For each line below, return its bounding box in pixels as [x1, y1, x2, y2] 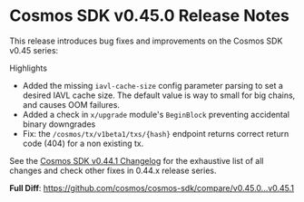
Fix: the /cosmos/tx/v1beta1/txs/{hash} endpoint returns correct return [22, 128, 289, 139]
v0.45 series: [9, 44, 59, 55]
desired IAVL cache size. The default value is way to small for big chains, [22, 90, 296, 101]
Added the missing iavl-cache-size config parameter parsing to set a [22, 80, 284, 91]
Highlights [9, 63, 48, 73]
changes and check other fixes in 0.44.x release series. [9, 165, 217, 176]
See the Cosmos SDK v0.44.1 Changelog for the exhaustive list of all [9, 155, 264, 166]
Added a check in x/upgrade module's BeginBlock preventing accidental [22, 109, 290, 120]
